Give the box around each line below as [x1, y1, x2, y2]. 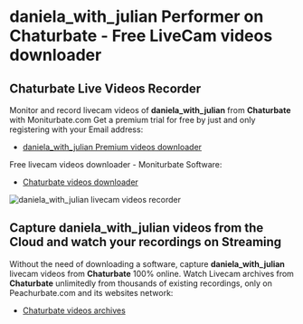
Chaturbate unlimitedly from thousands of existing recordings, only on [9, 278, 273, 289]
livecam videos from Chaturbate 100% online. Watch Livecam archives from [9, 268, 294, 279]
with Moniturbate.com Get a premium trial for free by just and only [9, 115, 256, 125]
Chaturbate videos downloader [22, 176, 138, 187]
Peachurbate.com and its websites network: [9, 287, 174, 298]
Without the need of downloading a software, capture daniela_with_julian [9, 258, 285, 269]
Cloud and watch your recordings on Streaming [9, 234, 282, 250]
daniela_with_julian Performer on [9, 6, 264, 27]
